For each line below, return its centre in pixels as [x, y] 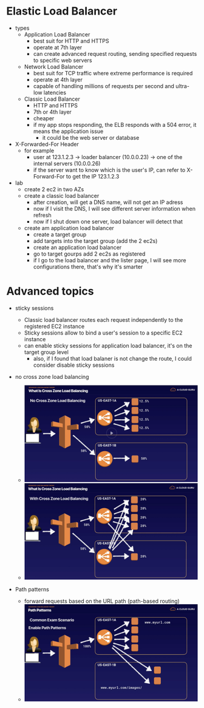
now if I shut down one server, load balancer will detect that [108, 221]
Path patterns [32, 589]
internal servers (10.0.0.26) [67, 163]
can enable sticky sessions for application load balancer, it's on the [108, 345]
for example [39, 151]
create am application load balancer [69, 228]
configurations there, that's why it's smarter [88, 267]
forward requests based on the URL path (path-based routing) [102, 601]
